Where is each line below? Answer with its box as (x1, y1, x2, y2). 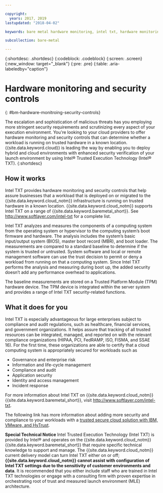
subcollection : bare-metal (5, 38, 60, 43)
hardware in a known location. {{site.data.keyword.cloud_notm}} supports (5, 203, 153, 209)
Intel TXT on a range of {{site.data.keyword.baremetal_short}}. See (5, 208, 139, 214)
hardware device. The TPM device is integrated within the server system (5, 284, 150, 290)
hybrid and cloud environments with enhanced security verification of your (5, 150, 154, 156)
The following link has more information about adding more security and (5, 412, 149, 417)
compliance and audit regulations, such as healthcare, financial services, (5, 321, 151, 327)
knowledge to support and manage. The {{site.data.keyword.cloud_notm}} (5, 447, 154, 453)
